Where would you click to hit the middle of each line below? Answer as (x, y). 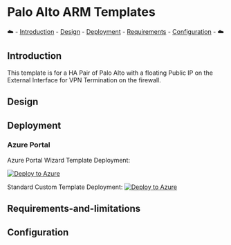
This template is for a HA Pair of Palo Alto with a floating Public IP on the (110, 73)
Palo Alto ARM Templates (81, 12)
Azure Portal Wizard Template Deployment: (68, 160)
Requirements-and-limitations (74, 209)
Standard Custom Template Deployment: (65, 187)
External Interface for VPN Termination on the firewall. (84, 80)
